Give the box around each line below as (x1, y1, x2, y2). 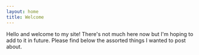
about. (6, 43, 22, 50)
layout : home (6, 8, 39, 15)
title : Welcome (6, 14, 44, 20)
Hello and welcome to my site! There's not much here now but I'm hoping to (6, 30, 194, 37)
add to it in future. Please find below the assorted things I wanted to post (6, 37, 186, 44)
